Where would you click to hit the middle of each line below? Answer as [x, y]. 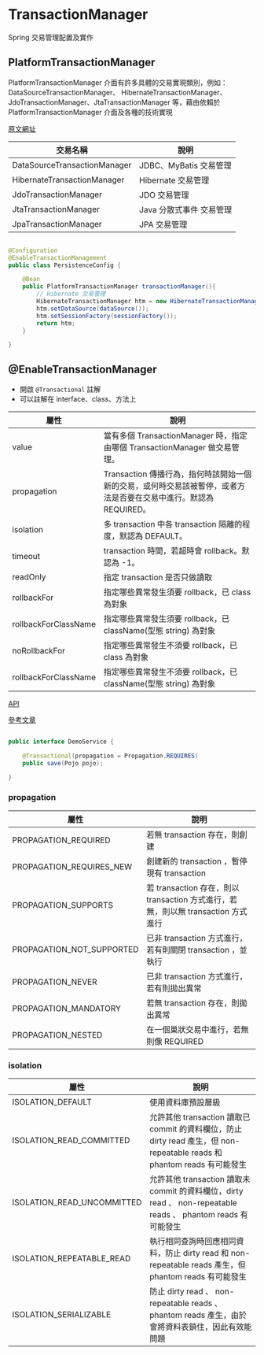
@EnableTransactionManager [82, 369]
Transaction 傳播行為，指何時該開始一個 [178, 474]
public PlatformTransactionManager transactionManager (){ [119, 287]
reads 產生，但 [218, 1265]
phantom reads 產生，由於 [198, 1315]
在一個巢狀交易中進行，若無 [198, 1029]
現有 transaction [176, 873]
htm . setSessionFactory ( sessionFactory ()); [107, 316]
